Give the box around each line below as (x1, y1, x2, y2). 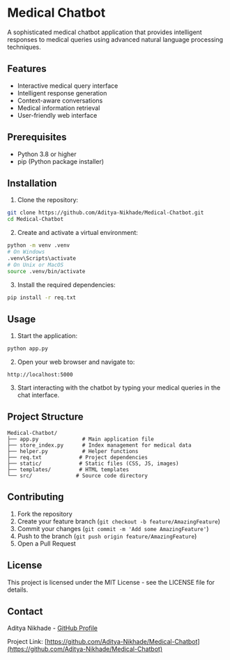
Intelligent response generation (17, 89, 107, 97)
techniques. (7, 43, 41, 51)
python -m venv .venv (7, 242, 70, 249)
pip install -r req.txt (7, 294, 77, 301)
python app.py (7, 345, 49, 353)
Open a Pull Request (17, 539, 77, 548)
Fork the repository (17, 509, 73, 518)
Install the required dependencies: (17, 280, 116, 289)
